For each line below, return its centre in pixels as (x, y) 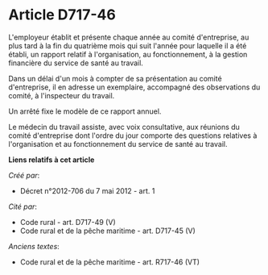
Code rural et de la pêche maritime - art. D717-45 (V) (107, 231)
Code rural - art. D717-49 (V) (68, 222)
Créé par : (24, 175)
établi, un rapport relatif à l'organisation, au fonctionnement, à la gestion (128, 54)
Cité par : (23, 206)
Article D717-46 (62, 15)
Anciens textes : (34, 246)
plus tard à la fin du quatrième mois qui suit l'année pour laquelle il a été (128, 45)
